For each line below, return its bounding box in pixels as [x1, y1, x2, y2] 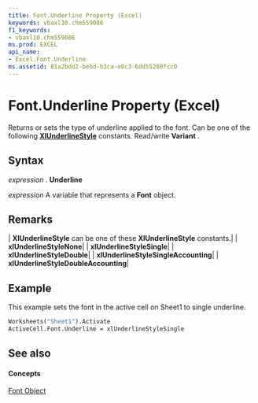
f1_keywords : [8, 26, 51, 34]
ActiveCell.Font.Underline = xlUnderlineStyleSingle [8, 325, 185, 333]
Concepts [8, 368, 41, 378]
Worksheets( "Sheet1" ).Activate [8, 318, 111, 326]
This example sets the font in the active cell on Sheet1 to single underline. [8, 302, 246, 312]
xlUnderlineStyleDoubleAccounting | [8, 259, 130, 268]
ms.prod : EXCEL [8, 41, 58, 49]
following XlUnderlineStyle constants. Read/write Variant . [8, 131, 200, 140]
